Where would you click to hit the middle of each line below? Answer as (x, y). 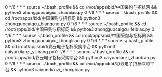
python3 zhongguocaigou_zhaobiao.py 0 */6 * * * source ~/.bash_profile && (81, 13)
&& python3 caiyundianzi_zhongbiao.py (50, 70)
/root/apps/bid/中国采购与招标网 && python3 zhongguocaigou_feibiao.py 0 (80, 29)
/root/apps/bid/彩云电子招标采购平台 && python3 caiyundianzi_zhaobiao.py (80, 58)
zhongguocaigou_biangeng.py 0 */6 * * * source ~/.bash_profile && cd (76, 24)
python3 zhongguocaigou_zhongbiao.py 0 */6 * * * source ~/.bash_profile (79, 41)
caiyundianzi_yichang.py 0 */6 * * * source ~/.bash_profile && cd (70, 52)
